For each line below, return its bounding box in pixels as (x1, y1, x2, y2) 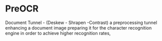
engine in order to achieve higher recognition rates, (5, 30, 111, 36)
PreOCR (5, 3, 39, 14)
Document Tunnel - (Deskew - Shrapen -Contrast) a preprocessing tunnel (5, 19, 157, 25)
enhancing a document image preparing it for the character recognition (5, 24, 152, 30)
